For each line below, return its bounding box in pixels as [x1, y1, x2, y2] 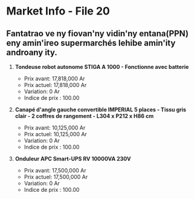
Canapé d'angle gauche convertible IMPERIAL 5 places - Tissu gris [14, 106, 187, 113]
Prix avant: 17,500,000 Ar [24, 167, 86, 174]
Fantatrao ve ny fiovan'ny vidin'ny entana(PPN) [6, 28, 189, 39]
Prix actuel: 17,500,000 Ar [24, 174, 88, 180]
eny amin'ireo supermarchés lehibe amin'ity [6, 38, 176, 48]
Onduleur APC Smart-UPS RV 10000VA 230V [14, 155, 131, 162]
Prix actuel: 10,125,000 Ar [24, 131, 88, 137]
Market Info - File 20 [6, 4, 110, 18]
